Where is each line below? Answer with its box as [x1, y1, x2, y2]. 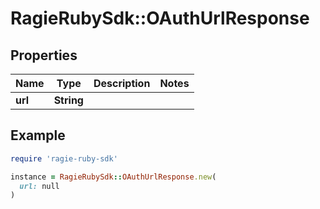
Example [10, 127, 66, 144]
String [53, 93, 84, 107]
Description [93, 77, 151, 90]
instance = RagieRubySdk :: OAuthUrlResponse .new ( [10, 172, 217, 182]
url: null [19, 181, 60, 191]
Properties [10, 47, 78, 64]
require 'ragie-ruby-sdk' [10, 153, 118, 164]
